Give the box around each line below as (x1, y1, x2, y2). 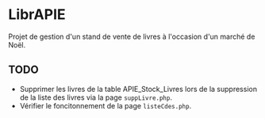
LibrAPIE (8, 6, 66, 24)
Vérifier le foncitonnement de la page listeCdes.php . (19, 101, 192, 110)
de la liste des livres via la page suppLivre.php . (19, 93, 173, 102)
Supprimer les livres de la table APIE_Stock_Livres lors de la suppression (19, 84, 258, 93)
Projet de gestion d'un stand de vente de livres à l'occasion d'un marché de (8, 32, 255, 41)
